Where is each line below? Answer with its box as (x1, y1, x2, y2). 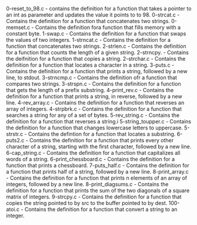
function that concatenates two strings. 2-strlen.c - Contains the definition (6, 43, 186, 50)
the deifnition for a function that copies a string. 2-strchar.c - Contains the (6, 56, 186, 62)
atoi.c (6, 206, 20, 213)
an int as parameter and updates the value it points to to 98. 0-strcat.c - (6, 11, 180, 18)
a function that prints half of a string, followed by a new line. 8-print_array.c (6, 168, 189, 175)
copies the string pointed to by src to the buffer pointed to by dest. (6, 200, 168, 206)
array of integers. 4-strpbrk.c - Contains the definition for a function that (6, 106, 182, 112)
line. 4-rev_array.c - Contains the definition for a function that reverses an (6, 99, 185, 106)
